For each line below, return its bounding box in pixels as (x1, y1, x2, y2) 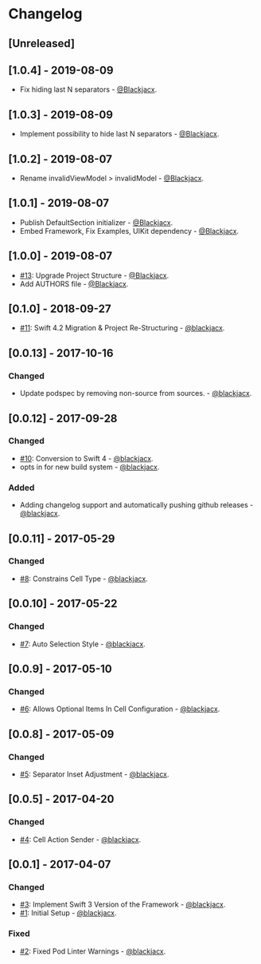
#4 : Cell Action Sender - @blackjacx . (19, 835, 142, 844)
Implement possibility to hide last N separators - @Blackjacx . (19, 129, 220, 139)
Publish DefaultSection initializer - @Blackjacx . (19, 217, 173, 227)
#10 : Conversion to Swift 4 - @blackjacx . (19, 453, 154, 463)
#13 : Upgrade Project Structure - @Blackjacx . (19, 271, 169, 280)
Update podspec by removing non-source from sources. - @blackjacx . (19, 389, 252, 398)
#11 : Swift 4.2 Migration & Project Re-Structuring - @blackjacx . (19, 323, 225, 333)
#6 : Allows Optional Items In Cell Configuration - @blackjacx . (19, 704, 220, 714)
